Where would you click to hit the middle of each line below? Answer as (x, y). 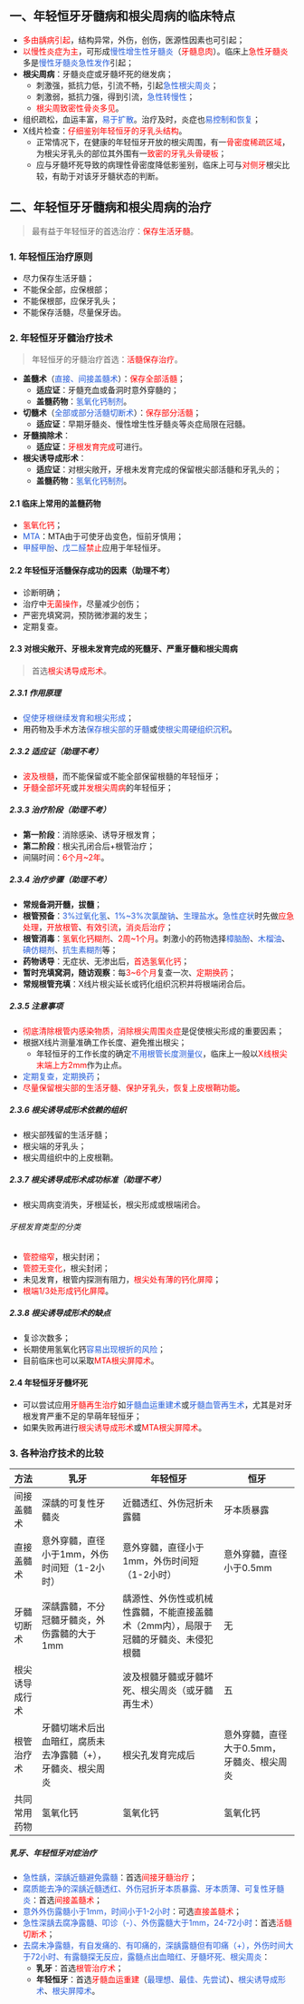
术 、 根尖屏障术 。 (68, 1991)
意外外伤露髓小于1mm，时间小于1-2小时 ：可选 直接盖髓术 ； (132, 1911)
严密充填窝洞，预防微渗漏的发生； (86, 614)
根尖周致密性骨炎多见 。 (80, 108)
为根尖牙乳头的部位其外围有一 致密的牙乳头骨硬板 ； (131, 153)
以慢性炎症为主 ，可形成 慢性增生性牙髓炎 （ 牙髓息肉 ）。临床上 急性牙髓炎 (155, 51)
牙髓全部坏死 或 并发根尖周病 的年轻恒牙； (98, 787)
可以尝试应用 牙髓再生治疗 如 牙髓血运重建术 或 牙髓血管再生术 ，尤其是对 (153, 1404)
